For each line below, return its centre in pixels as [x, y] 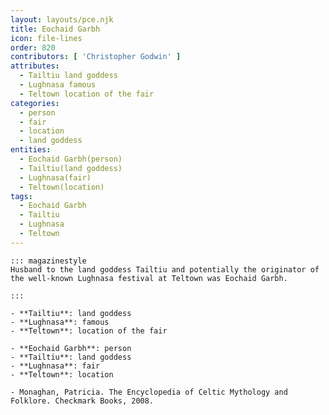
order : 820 [33, 47]
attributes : [35, 66]
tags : [21, 196]
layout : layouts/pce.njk [62, 19]
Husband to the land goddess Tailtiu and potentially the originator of [165, 269]
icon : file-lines [46, 38]
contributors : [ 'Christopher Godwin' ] [96, 57]
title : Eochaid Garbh [55, 29]
